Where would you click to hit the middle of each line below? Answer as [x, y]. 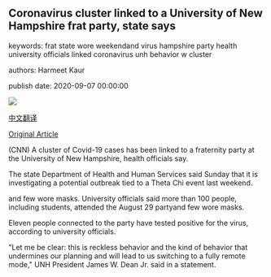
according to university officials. [62, 232]
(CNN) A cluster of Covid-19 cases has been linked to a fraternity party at [131, 149]
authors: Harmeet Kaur [47, 70]
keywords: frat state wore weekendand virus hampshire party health [123, 45]
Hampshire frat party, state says [92, 26]
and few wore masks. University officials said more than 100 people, [123, 198]
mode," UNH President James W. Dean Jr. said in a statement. [112, 264]
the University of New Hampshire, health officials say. [98, 158]
